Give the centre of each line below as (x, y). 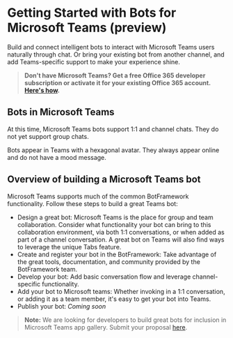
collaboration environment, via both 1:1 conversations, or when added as (121, 232)
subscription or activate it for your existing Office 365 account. (117, 82)
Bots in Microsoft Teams (61, 112)
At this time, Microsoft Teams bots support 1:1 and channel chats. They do (113, 129)
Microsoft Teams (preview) (87, 28)
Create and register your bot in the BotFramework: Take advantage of (117, 254)
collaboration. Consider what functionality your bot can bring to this (114, 224)
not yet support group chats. (48, 136)
